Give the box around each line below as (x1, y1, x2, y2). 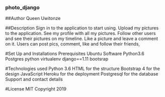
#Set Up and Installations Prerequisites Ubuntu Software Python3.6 (5, 50, 144, 56)
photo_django (5, 4, 40, 11)
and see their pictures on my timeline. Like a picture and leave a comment (5, 35, 158, 41)
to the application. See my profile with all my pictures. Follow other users (5, 30, 156, 36)
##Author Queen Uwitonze (5, 15, 61, 21)
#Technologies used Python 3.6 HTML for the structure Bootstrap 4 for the (5, 65, 160, 71)
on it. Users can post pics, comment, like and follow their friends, (5, 41, 140, 47)
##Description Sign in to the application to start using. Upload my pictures (5, 25, 159, 31)
